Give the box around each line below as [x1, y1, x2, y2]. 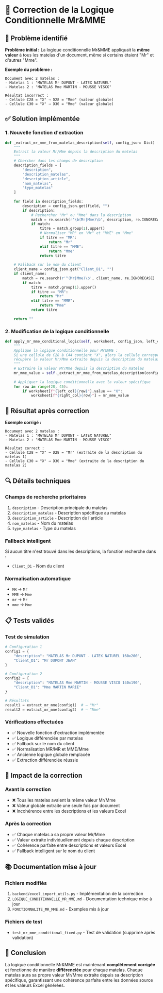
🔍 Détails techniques [5, 477, 71, 485]
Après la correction [5, 821, 52, 827]
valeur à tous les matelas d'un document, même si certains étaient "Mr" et [5, 52, 154, 58]
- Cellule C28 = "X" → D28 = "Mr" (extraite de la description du [5, 450, 142, 455]
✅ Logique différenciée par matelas [12, 735, 83, 741]
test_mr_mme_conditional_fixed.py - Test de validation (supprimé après [12, 929, 156, 935]
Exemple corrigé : [5, 420, 42, 426]
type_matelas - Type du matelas [12, 525, 76, 531]
